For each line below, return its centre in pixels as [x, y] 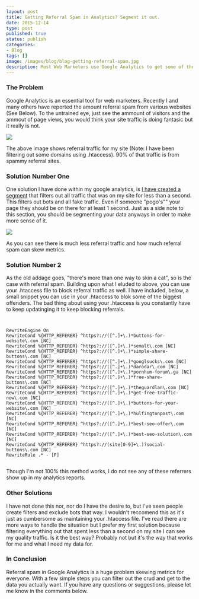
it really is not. [23, 126]
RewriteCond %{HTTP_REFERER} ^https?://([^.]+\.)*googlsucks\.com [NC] [96, 362]
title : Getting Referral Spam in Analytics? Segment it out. [83, 17]
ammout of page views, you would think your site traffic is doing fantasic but [99, 119]
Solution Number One [38, 176]
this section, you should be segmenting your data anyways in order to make [99, 214]
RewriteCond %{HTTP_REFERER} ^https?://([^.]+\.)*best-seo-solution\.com [99, 434]
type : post [20, 28]
